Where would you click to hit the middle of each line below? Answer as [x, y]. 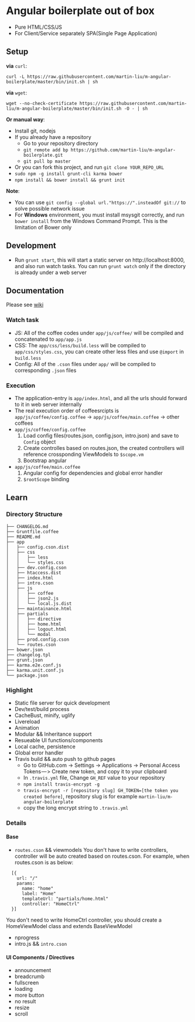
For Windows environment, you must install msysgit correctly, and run [99, 215]
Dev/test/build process [42, 709]
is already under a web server [50, 272]
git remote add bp [46, 150]
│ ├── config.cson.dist [37, 547]
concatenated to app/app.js [48, 339]
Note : [13, 191]
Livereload [27, 721]
